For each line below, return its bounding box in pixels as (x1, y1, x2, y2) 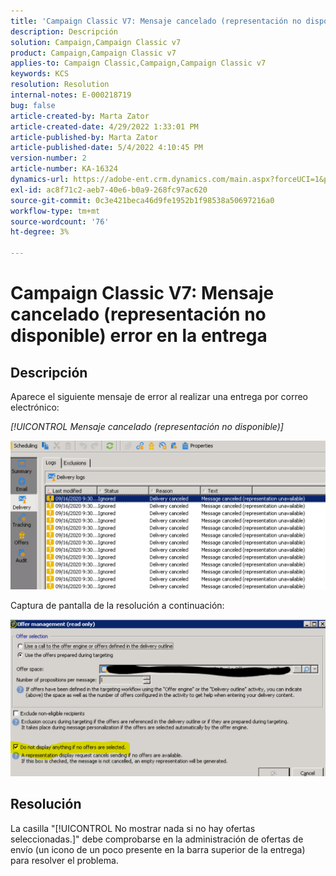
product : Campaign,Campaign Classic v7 (10, 48, 177, 58)
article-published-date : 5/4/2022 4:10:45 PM (10, 143, 203, 153)
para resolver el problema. (10, 854, 119, 866)
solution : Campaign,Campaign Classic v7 (10, 37, 182, 47)
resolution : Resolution (10, 80, 110, 90)
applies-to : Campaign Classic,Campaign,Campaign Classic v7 (10, 58, 267, 69)
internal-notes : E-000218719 (10, 90, 132, 100)
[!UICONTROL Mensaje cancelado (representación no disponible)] (10, 421, 284, 432)
